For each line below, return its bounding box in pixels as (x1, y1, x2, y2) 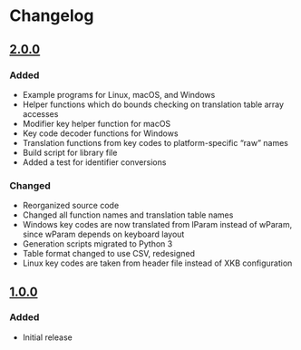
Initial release (22, 332, 73, 343)
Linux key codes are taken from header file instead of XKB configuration (22, 258, 293, 268)
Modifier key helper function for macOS (22, 118, 171, 129)
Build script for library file (22, 147, 118, 158)
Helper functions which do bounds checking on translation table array (22, 99, 284, 110)
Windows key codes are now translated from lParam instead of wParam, (22, 219, 293, 230)
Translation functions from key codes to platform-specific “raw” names (22, 137, 288, 148)
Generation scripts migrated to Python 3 (22, 238, 173, 249)
